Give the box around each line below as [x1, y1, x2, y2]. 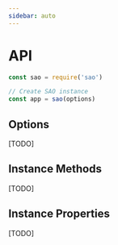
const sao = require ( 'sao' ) [8, 73, 103, 81]
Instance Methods [8, 162, 103, 176]
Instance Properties [8, 207, 111, 221]
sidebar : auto [8, 11, 57, 20]
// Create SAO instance [8, 88, 89, 96]
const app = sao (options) [8, 95, 95, 103]
